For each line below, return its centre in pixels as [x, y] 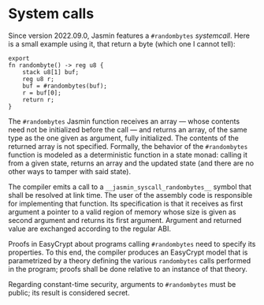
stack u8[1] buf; [51, 72]
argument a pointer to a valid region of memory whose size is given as [122, 212]
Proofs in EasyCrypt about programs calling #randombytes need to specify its [132, 244]
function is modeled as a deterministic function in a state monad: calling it [128, 154]
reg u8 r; [39, 79]
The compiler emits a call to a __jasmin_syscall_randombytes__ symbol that [130, 187]
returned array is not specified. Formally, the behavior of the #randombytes [128, 146]
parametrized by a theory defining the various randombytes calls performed [130, 260]
